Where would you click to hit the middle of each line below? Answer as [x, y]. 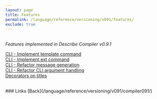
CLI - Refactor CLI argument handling [45, 70]
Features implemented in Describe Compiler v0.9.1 [58, 44]
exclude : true [21, 24]
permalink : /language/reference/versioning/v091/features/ [70, 19]
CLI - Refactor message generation [42, 65]
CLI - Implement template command [43, 54]
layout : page [19, 10]
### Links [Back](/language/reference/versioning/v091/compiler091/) [79, 91]
